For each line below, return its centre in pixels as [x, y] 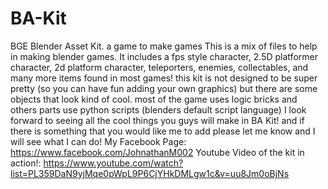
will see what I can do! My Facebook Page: [98, 141]
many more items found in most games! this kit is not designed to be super [164, 78]
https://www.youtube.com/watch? [113, 163]
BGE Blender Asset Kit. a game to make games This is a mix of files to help [164, 46]
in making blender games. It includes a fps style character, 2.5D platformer [164, 56]
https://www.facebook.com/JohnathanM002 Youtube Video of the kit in [157, 152]
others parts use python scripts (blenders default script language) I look [158, 109]
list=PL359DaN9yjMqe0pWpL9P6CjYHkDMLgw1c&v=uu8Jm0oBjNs [150, 173]
